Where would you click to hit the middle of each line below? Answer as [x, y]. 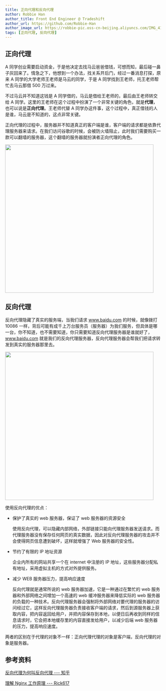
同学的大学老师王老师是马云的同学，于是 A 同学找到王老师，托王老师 [84, 79]
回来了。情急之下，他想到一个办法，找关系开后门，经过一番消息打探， [85, 73]
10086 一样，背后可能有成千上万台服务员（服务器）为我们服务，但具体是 [79, 326]
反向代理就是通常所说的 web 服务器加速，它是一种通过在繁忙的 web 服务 [86, 589]
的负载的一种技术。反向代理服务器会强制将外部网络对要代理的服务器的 [84, 602]
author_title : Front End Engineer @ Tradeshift [55, 19]
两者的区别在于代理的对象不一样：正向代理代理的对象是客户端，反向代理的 [81, 637]
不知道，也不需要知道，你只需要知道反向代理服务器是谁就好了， [87, 332]
